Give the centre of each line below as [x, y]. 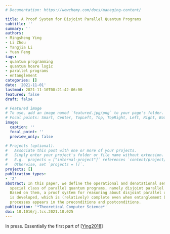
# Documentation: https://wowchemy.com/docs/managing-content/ [73, 10]
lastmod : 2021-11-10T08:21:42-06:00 [44, 90]
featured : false [22, 94]
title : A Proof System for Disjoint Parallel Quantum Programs [73, 19]
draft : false [19, 99]
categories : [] [21, 81]
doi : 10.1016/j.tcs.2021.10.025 [39, 211]
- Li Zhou [16, 43]
